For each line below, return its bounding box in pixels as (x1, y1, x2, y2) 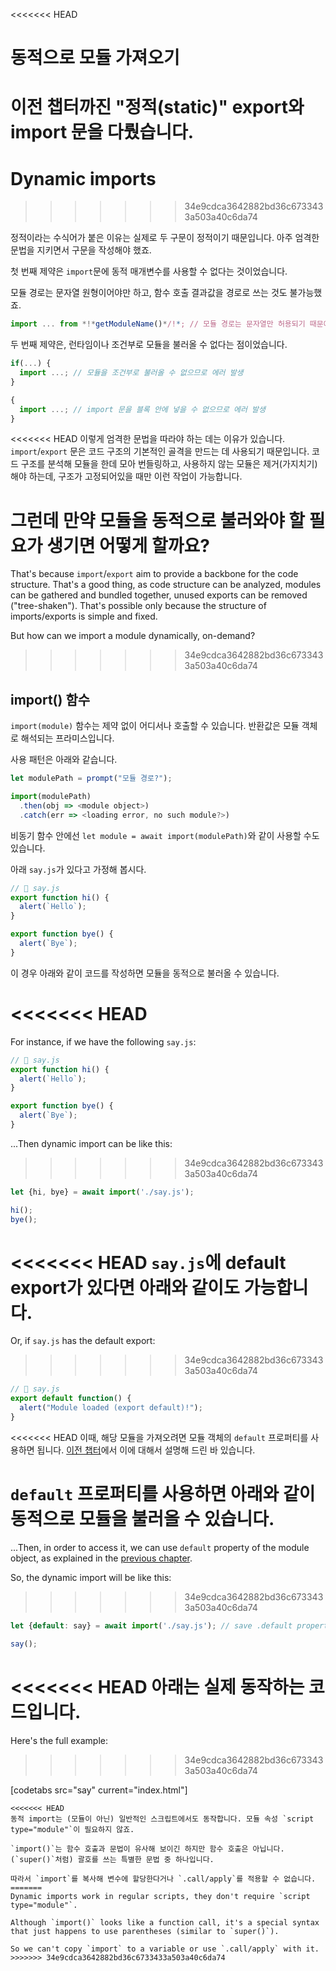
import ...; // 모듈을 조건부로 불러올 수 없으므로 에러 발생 (19, 368, 244, 378)
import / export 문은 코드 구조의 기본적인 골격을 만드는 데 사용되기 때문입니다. (10, 445, 310, 458)
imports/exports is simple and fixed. (10, 610, 158, 623)
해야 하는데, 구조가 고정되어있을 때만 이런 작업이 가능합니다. (10, 470, 243, 483)
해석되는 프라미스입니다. (20, 732, 115, 744)
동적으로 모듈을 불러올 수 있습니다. (10, 1508, 275, 1531)
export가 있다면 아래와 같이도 (10, 1276, 240, 1299)
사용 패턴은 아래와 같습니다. (10, 754, 118, 766)
